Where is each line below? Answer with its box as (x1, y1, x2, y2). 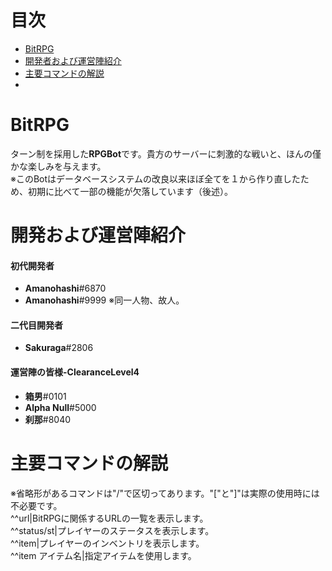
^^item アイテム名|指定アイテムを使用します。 (10, 549, 197, 561)
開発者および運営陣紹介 (24, 54, 122, 66)
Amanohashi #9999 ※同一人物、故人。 (24, 294, 185, 306)
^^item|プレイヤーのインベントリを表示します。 (10, 537, 205, 549)
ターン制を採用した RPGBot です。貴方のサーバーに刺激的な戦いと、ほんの (10, 147, 313, 160)
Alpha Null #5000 (24, 401, 97, 413)
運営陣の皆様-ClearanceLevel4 (10, 366, 140, 378)
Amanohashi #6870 (24, 282, 107, 295)
